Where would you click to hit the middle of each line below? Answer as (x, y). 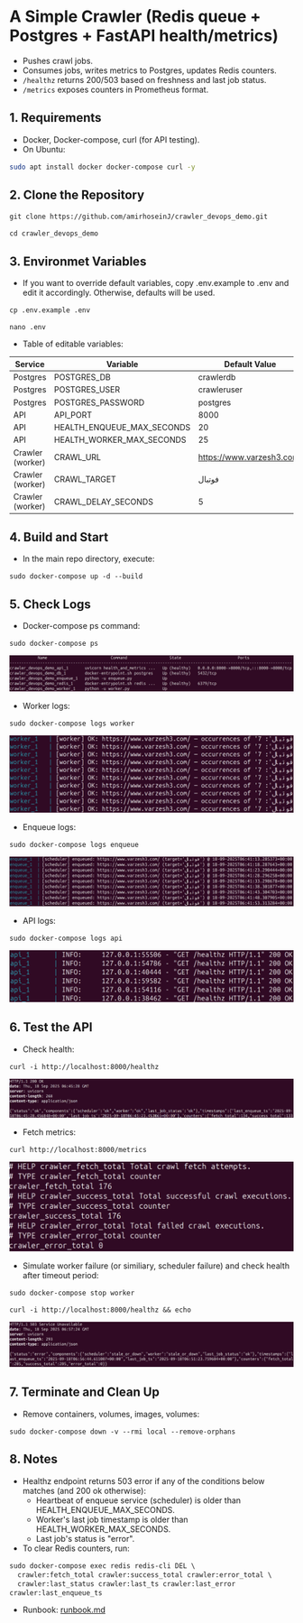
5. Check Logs (50, 604)
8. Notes (34, 1459)
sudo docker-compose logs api (66, 939)
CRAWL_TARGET (85, 479)
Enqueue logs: (49, 827)
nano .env (28, 327)
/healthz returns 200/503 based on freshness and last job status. (144, 79)
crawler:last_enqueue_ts (56, 1593)
